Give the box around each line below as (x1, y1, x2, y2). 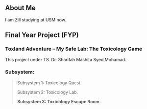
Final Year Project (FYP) (5, 31, 79, 39)
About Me (5, 4, 36, 12)
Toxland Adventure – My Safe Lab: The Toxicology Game (5, 46, 143, 53)
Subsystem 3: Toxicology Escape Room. (17, 98, 101, 104)
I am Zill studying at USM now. (5, 17, 66, 22)
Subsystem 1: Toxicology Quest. (17, 80, 82, 86)
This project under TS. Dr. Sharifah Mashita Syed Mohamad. (5, 56, 126, 62)
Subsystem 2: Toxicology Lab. (17, 89, 78, 95)
